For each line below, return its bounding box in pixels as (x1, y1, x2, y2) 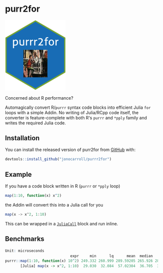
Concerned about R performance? (5, 95, 74, 101)
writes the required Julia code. (5, 120, 66, 126)
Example (5, 170, 32, 178)
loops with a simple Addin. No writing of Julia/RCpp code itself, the (5, 109, 139, 115)
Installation (5, 134, 40, 142)
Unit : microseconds (5, 248, 45, 253)
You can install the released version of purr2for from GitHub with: (5, 147, 136, 153)
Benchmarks (5, 235, 45, 243)
